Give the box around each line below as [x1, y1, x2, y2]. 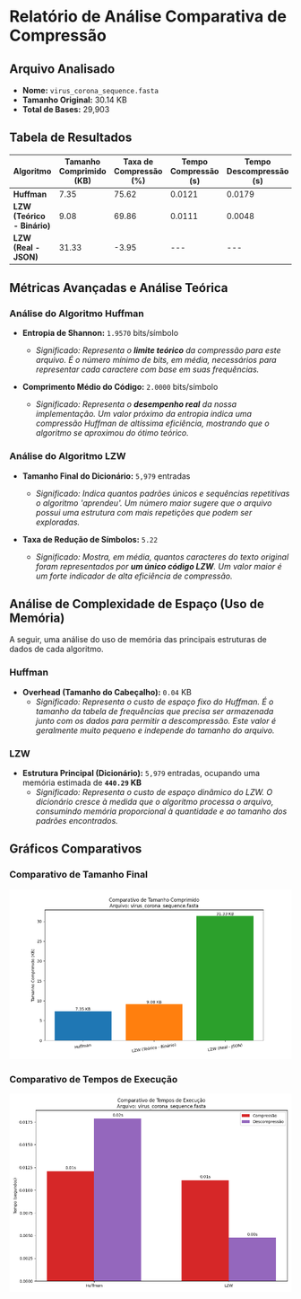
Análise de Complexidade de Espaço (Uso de [9, 596, 264, 612]
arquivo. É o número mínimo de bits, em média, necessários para [35, 355, 277, 366]
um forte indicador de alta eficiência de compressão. [35, 570, 233, 581]
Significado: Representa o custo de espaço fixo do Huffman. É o [35, 696, 274, 707]
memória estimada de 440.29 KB [21, 777, 142, 788]
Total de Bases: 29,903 [21, 104, 110, 114]
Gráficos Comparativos [9, 842, 142, 857]
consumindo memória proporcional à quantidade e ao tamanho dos [35, 806, 288, 817]
